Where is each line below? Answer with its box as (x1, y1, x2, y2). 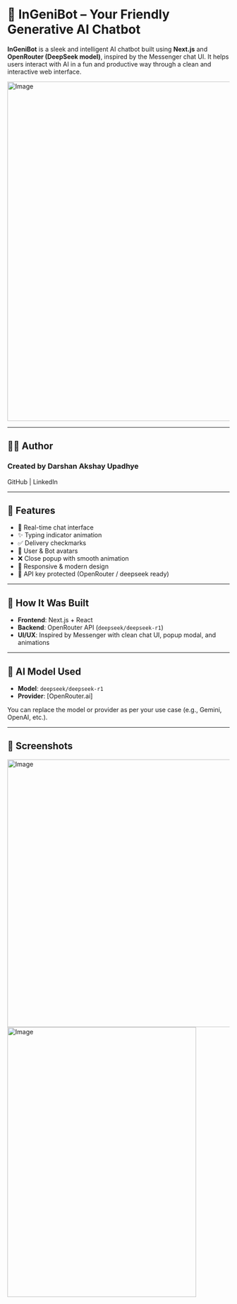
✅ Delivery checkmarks (17, 539, 87, 547)
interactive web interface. (7, 67, 82, 76)
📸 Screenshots (7, 740, 73, 753)
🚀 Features (7, 505, 56, 517)
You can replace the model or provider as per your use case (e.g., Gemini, (7, 706, 222, 714)
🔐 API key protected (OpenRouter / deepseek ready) (17, 570, 169, 578)
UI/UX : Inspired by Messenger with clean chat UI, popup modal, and (17, 631, 217, 639)
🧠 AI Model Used (7, 665, 82, 677)
